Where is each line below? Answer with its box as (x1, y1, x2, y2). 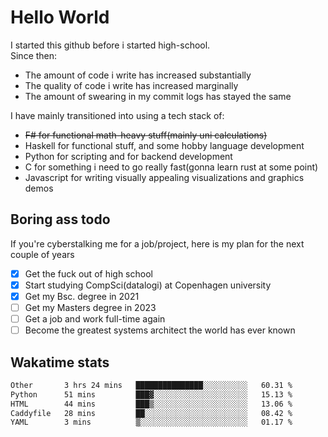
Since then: (10, 49, 58, 61)
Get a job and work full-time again (24, 313, 166, 325)
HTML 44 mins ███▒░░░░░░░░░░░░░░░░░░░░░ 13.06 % (10, 399, 293, 409)
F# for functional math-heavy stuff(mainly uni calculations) (24, 129, 268, 141)
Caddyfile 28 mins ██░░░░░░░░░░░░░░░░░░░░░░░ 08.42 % (10, 408, 293, 418)
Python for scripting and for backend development (24, 150, 233, 162)
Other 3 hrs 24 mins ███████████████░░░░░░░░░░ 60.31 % (10, 380, 293, 390)
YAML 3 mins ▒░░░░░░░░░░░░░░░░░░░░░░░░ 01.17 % (10, 417, 293, 428)
